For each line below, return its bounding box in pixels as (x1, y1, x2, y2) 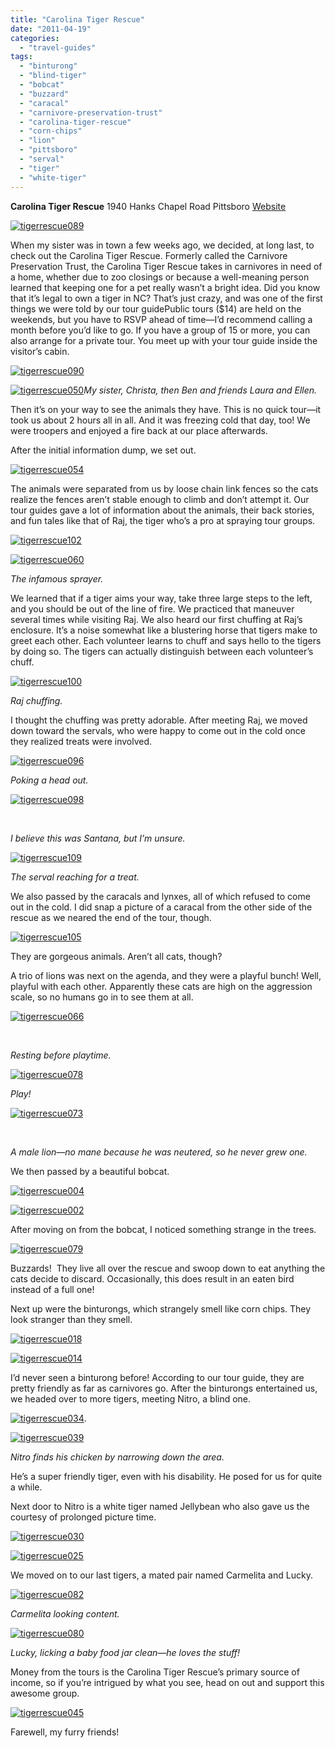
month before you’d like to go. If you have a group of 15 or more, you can (10, 324, 311, 336)
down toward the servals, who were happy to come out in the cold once (10, 724, 307, 736)
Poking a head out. (10, 774, 89, 786)
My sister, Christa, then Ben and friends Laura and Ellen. (83, 384, 318, 396)
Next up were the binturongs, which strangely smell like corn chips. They (10, 1302, 312, 1315)
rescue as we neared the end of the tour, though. (10, 911, 212, 923)
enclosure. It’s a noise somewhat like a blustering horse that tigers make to (10, 624, 318, 636)
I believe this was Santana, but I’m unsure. (10, 832, 186, 844)
